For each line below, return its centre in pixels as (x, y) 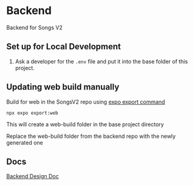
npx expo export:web (33, 113)
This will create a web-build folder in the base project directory (85, 124)
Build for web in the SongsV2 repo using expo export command (86, 102)
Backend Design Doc (33, 176)
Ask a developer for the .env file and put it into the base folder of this (102, 61)
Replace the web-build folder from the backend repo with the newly (91, 136)
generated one (25, 142)
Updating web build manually (63, 87)
